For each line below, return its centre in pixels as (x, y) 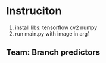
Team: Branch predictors (53, 53)
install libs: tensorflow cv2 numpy (56, 27)
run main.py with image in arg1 (52, 33)
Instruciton (34, 11)
